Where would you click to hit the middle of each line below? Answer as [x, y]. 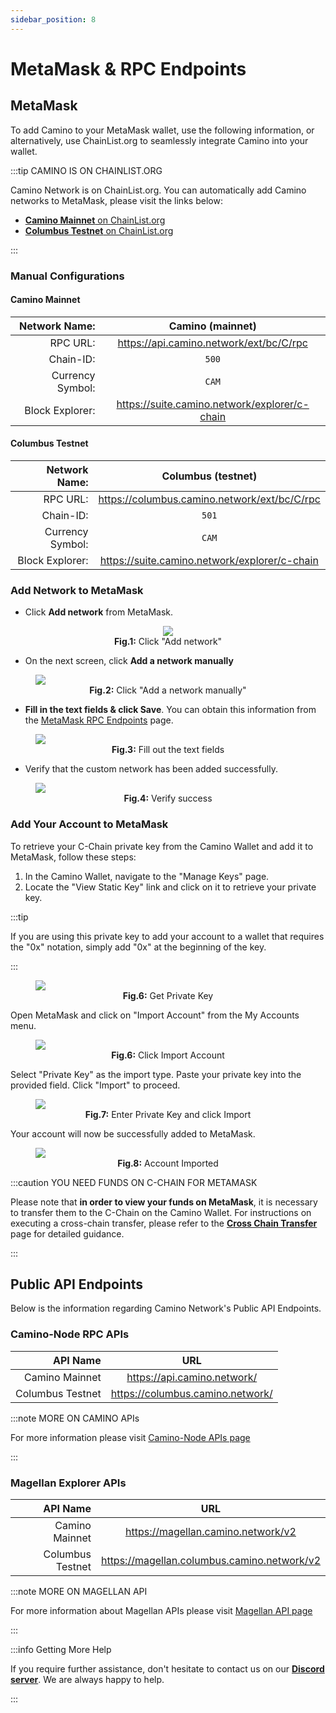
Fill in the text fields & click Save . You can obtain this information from [170, 710]
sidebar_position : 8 [53, 19]
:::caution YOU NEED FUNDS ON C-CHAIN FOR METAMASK [134, 1182]
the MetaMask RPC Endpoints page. [99, 720]
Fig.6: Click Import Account [168, 1055]
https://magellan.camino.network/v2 [210, 1531]
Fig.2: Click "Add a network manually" [168, 690]
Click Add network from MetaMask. [99, 612]
